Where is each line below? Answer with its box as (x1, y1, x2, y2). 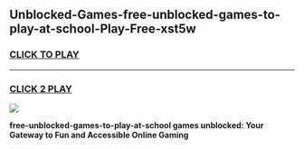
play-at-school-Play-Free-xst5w (9, 22, 196, 37)
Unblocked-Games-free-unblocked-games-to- (9, 7, 280, 23)
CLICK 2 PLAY (9, 82, 72, 95)
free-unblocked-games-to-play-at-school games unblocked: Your (9, 119, 264, 130)
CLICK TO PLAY (9, 49, 80, 61)
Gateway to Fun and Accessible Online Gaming (9, 129, 189, 140)
